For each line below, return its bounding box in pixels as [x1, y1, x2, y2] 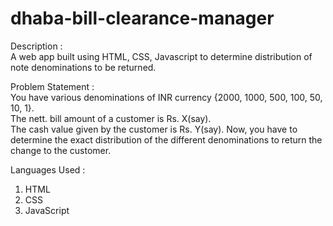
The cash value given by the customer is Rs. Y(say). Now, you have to [10, 123, 298, 135]
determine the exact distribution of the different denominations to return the [10, 133, 323, 146]
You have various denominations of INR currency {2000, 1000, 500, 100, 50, [10, 91, 323, 103]
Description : [10, 40, 63, 52]
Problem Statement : [10, 80, 95, 92]
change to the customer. [10, 144, 112, 156]
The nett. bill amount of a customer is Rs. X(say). [10, 112, 212, 124]
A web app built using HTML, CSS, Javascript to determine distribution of [10, 50, 313, 62]
